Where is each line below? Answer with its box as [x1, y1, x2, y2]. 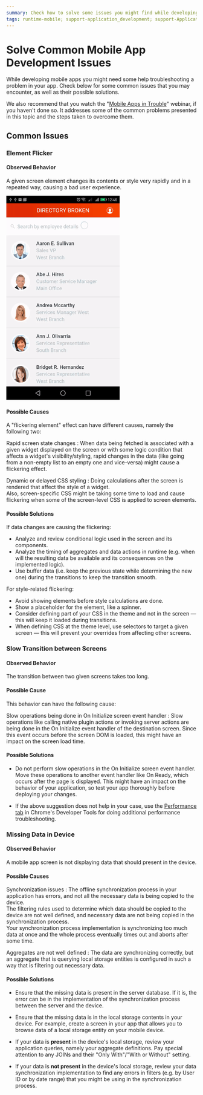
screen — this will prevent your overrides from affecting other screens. [14, 629, 192, 637]
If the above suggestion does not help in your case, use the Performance [14, 802, 197, 810]
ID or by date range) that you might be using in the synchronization [14, 1076, 182, 1083]
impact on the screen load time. [6, 738, 85, 745]
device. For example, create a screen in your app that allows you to [14, 1020, 182, 1027]
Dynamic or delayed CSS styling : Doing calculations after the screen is [6, 477, 183, 484]
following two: [6, 428, 42, 435]
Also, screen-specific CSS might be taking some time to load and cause [6, 490, 185, 497]
